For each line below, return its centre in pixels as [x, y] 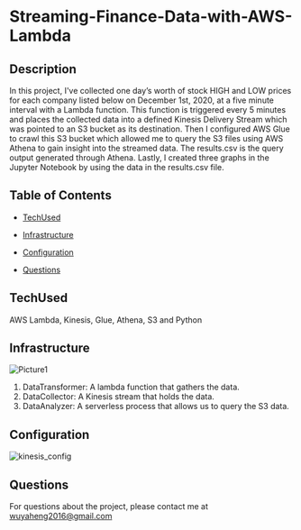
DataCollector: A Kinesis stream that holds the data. [118, 397]
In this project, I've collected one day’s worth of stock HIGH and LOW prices [150, 91]
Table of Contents [61, 196]
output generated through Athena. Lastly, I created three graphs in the [140, 158]
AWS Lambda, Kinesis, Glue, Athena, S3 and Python [106, 320]
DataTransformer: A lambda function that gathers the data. [131, 387]
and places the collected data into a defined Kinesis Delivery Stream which [148, 119]
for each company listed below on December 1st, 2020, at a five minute [142, 100]
